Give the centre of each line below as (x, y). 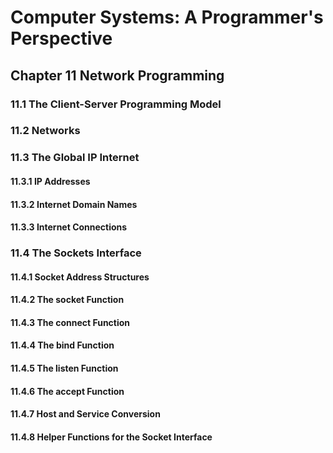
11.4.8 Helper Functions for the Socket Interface (111, 437)
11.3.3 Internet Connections (69, 227)
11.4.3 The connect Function (70, 322)
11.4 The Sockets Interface (76, 253)
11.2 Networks (45, 131)
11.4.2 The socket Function (67, 300)
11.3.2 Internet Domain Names (74, 204)
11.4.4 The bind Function (62, 345)
